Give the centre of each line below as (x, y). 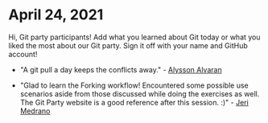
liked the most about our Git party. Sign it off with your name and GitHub (128, 45)
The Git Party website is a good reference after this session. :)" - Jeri (134, 102)
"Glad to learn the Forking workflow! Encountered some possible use (134, 85)
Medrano (35, 111)
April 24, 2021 (56, 15)
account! (23, 54)
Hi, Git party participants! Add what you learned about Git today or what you (134, 37)
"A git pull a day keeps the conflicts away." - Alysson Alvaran (121, 69)
